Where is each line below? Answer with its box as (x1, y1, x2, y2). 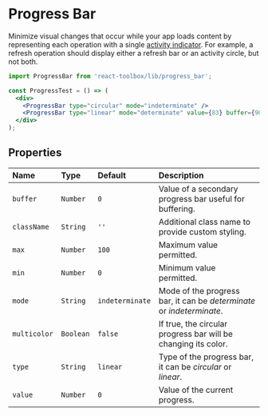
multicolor (12, 329, 53, 338)
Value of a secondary (158, 183, 238, 194)
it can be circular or (158, 361, 232, 372)
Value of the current (158, 384, 234, 395)
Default (97, 170, 126, 181)
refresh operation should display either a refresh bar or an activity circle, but (8, 48, 259, 58)
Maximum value (158, 239, 218, 250)
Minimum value (158, 262, 216, 273)
